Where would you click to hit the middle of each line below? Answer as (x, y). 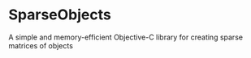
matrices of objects (41, 45)
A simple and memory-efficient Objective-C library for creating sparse (126, 37)
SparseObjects (60, 15)
